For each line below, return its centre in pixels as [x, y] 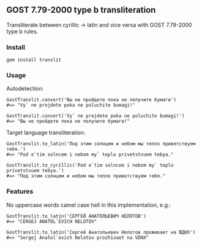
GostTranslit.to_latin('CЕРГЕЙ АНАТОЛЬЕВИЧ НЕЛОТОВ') [77, 216]
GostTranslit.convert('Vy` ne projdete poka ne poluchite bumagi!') [95, 116]
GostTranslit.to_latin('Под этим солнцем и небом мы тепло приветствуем [101, 144]
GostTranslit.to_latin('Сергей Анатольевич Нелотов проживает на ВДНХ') [101, 232]
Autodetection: [25, 89]
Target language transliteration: [46, 133]
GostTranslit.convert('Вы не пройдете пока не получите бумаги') [91, 100]
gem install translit [34, 60]
